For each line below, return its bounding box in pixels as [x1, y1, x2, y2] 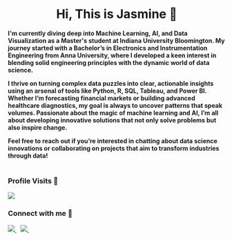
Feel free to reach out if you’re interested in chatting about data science [8, 136, 218, 145]
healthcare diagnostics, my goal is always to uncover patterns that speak [8, 101, 223, 109]
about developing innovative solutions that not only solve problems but [8, 116, 217, 124]
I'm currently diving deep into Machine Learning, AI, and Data [8, 29, 188, 37]
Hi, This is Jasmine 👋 [55, 6, 178, 22]
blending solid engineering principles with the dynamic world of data [8, 58, 210, 66]
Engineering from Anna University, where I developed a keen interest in [8, 51, 217, 59]
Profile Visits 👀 [8, 176, 58, 185]
